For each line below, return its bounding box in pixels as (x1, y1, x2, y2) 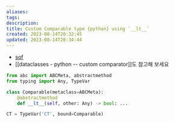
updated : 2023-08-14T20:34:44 (6, 37, 83, 43)
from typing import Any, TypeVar (6, 78, 91, 84)
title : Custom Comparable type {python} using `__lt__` (6, 25, 150, 32)
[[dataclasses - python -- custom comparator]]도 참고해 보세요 (14, 61, 169, 68)
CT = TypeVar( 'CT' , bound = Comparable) (6, 111, 104, 118)
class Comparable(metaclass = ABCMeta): (6, 89, 104, 95)
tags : (6, 14, 20, 20)
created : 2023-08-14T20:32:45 (6, 31, 83, 37)
